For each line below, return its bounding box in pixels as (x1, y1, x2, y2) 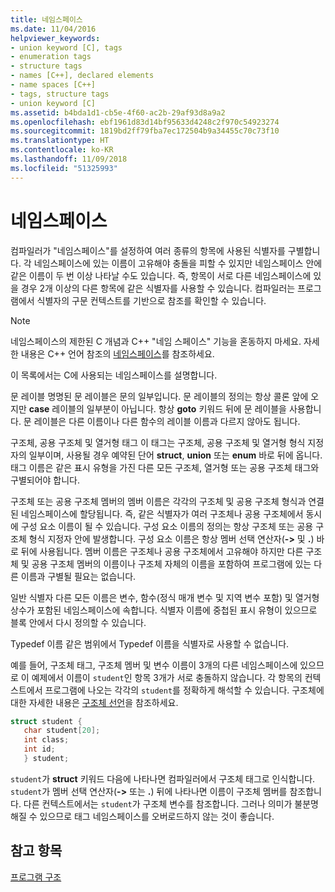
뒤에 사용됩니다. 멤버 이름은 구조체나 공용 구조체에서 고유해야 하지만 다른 (20, 545, 304, 557)
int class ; (23, 735, 70, 745)
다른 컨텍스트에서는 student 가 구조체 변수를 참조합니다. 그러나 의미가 (23, 797, 293, 810)
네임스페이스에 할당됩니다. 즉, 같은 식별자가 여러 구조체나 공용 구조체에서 (20, 507, 304, 520)
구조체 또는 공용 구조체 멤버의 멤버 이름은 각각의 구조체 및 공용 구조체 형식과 (10, 495, 307, 507)
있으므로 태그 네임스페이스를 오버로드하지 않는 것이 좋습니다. (39, 810, 275, 822)
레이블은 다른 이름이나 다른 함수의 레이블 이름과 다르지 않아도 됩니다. (33, 415, 301, 427)
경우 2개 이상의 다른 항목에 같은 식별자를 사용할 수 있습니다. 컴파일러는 (20, 282, 296, 294)
